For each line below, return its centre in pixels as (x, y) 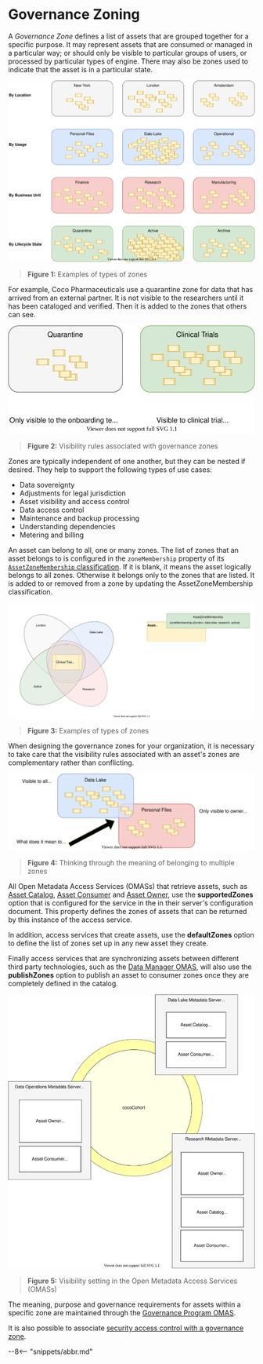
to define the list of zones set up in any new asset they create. (108, 943)
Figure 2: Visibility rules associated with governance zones (122, 446)
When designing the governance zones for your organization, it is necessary (131, 746)
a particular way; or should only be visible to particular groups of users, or (128, 53)
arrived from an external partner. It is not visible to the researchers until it (126, 298)
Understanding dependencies (67, 526)
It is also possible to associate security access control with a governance (126, 1328)
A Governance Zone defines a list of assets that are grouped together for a (128, 36)
